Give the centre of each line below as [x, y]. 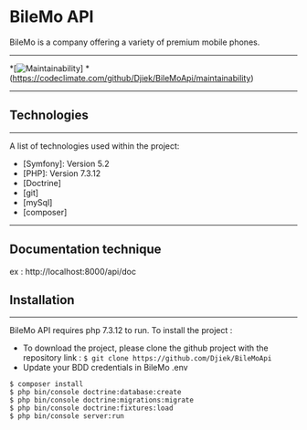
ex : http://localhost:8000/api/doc [73, 271]
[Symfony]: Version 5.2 [66, 163]
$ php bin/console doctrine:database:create [95, 393]
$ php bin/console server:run [67, 416]
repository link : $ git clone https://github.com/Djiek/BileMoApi [147, 358]
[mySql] [37, 202]
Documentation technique [85, 250]
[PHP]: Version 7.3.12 [62, 173]
